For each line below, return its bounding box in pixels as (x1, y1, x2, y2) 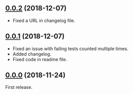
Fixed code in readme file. (12, 56, 68, 62)
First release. (5, 84, 33, 90)
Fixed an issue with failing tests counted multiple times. (12, 45, 128, 52)
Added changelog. (12, 51, 52, 57)
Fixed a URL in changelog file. (12, 17, 75, 23)
